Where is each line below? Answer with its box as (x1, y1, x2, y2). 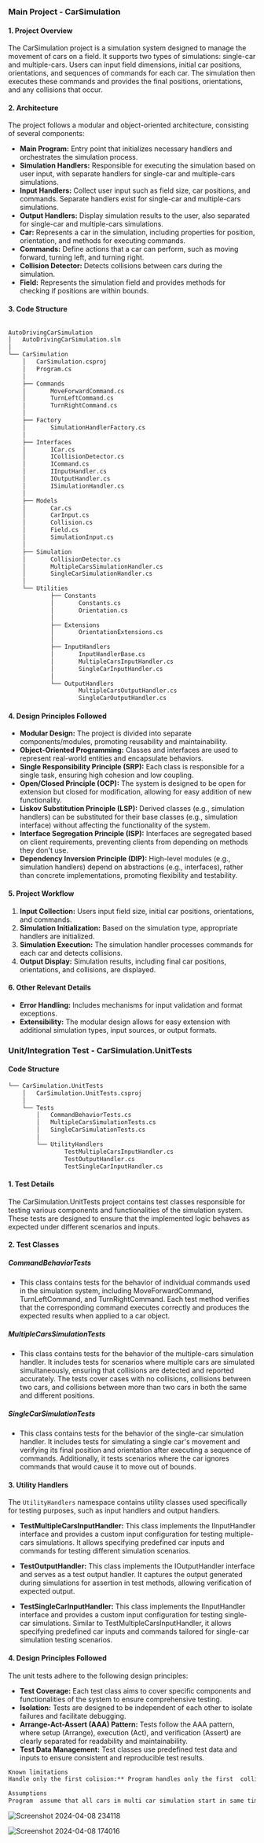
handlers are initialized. (19, 931, 95, 941)
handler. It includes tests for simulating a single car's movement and (19, 1437, 240, 1447)
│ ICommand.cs (22, 460, 90, 468)
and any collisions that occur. (8, 85, 104, 94)
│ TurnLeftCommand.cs (22, 394, 114, 403)
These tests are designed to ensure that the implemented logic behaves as (8, 1214, 250, 1223)
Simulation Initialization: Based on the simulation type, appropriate (19, 923, 238, 932)
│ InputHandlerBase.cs (49, 651, 146, 658)
